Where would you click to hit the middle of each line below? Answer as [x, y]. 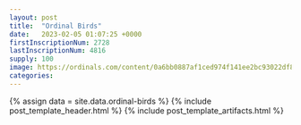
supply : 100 [31, 59]
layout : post [34, 17]
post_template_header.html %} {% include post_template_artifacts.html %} [147, 110]
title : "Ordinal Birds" [56, 26]
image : [21, 68]
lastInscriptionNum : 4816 [57, 51]
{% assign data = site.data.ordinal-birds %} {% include [111, 101]
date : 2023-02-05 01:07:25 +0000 [76, 34]
